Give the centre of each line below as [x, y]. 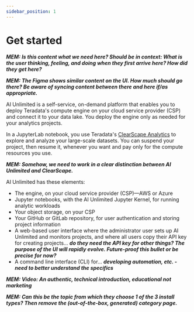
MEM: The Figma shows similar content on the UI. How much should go [94, 80]
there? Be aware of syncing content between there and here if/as [87, 87]
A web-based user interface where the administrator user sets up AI [96, 230]
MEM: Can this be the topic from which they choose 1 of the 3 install [90, 297]
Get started [34, 40]
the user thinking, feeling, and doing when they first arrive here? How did [97, 63]
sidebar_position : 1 [31, 11]
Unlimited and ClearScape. [40, 170]
